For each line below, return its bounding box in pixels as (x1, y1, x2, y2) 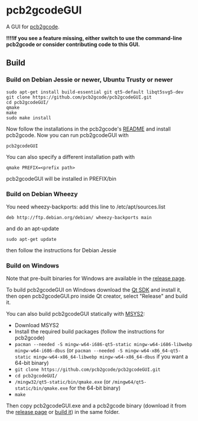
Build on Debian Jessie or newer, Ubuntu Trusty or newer (6, 76, 173, 84)
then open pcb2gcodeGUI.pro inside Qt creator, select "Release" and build (6, 293, 188, 300)
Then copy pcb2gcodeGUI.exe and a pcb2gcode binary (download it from (6, 402, 187, 409)
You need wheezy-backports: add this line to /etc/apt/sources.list (6, 203, 165, 210)
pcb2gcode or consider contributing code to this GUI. (6, 41, 140, 48)
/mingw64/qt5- (112, 379, 147, 386)
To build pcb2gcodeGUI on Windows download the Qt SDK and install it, (6, 286, 182, 293)
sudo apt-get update (6, 236, 57, 242)
